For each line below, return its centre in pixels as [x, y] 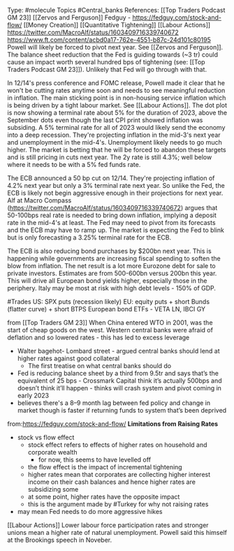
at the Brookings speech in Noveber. [60, 540]
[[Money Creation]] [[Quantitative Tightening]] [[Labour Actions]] [117, 25]
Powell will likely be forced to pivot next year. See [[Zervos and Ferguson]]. [115, 47]
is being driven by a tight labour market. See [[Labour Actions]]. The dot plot [117, 105]
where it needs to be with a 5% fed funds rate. [74, 164]
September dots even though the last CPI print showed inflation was [105, 120]
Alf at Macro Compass [39, 200]
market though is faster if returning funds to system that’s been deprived [122, 410]
